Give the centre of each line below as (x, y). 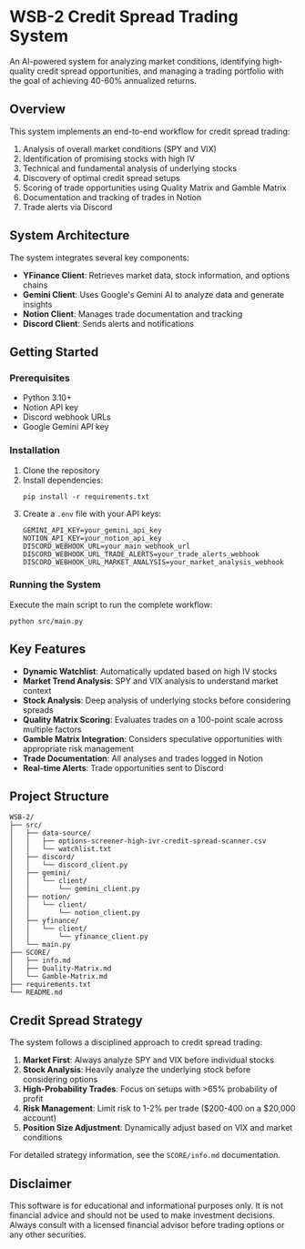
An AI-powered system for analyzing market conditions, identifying (135, 61)
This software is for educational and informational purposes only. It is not (147, 1206)
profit (33, 1099)
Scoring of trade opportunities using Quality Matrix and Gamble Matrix (154, 188)
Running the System (56, 584)
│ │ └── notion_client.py (75, 913)
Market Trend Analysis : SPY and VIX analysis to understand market (150, 681)
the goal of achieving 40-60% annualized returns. (103, 80)
